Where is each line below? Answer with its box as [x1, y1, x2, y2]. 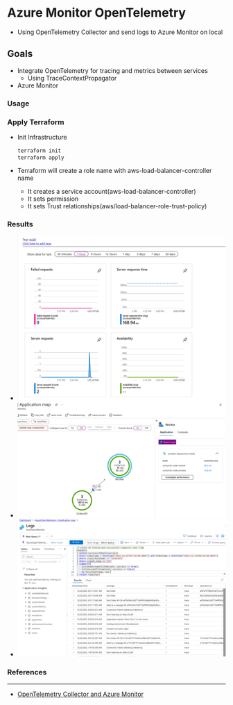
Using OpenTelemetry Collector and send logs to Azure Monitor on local [17, 28, 223, 36]
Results [7, 219, 33, 229]
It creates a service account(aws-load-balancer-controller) [27, 187, 196, 195]
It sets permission [27, 194, 79, 203]
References [7, 667, 47, 677]
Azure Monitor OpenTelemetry [7, 5, 186, 21]
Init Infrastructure [17, 133, 67, 141]
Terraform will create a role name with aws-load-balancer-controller [17, 166, 212, 174]
